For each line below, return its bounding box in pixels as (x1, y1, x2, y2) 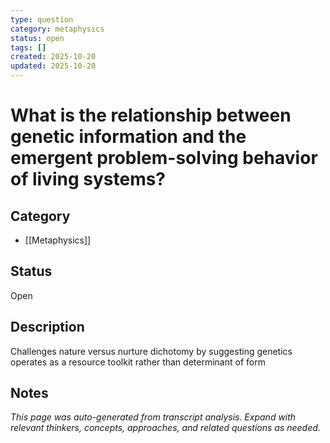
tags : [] (10, 42, 47, 53)
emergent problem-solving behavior (10, 147, 318, 170)
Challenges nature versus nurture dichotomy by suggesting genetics (10, 345, 293, 357)
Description (10, 319, 85, 336)
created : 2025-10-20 (10, 52, 97, 62)
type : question (10, 14, 74, 25)
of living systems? (10, 168, 167, 191)
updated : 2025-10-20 (10, 61, 97, 71)
